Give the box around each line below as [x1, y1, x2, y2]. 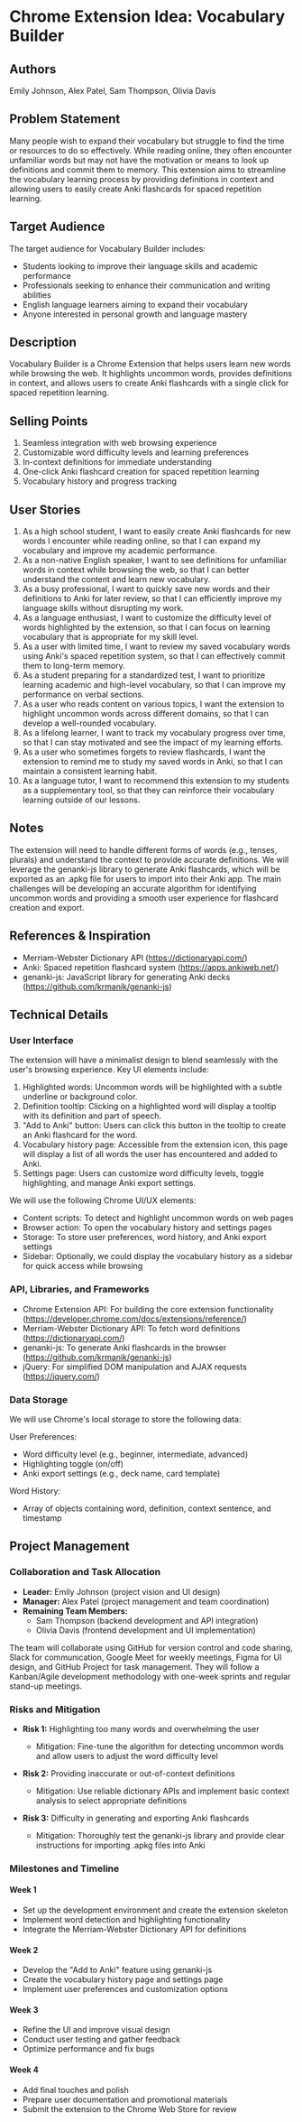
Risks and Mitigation [9, 1703, 101, 1716]
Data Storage [9, 1393, 69, 1405]
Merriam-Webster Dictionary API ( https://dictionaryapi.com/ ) [22, 952, 248, 963]
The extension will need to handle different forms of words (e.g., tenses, [9, 844, 278, 855]
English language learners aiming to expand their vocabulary [22, 299, 248, 310]
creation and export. [9, 902, 85, 913]
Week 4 [9, 2064, 39, 2075]
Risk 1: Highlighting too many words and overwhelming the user [22, 1723, 260, 1734]
